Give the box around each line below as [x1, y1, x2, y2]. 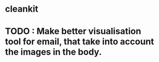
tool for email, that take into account [5, 36, 154, 47]
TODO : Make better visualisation [5, 26, 141, 37]
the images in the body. [5, 46, 102, 58]
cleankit [5, 3, 38, 15]
